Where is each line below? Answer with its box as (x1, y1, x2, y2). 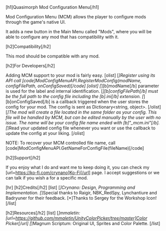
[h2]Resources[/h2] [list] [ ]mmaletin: (5, 210, 81, 216)
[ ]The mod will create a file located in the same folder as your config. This (5, 109, 157, 115)
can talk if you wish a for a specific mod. (5, 175, 88, 180)
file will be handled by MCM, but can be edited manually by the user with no (5, 115, 161, 120)
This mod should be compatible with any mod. (5, 53, 100, 59)
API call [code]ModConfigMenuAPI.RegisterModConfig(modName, (5, 78, 142, 83)
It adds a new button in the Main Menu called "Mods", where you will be (5, 29, 152, 34)
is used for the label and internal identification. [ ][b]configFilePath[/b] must (5, 88, 159, 94)
